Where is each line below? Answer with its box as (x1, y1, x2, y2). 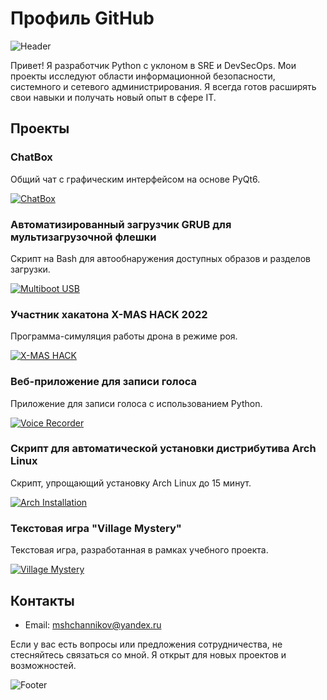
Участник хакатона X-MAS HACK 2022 (10, 307, 208, 321)
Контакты (10, 592, 75, 609)
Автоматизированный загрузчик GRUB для (10, 217, 232, 231)
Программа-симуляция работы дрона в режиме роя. (10, 330, 238, 342)
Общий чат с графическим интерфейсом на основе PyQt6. (10, 173, 261, 185)
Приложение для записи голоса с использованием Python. (10, 397, 263, 409)
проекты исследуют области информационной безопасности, (10, 70, 276, 82)
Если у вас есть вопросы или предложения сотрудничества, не (10, 638, 283, 650)
